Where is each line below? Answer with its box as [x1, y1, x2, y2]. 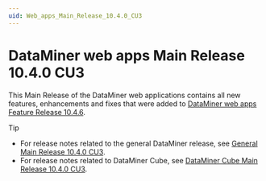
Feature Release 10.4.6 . [8, 107, 86, 117]
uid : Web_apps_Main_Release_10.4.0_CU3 [8, 11, 143, 20]
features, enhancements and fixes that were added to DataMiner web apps [8, 98, 257, 109]
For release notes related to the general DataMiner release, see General [19, 138, 258, 148]
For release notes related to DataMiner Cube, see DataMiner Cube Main [19, 155, 258, 165]
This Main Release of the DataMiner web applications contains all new [8, 90, 241, 100]
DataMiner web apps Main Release [8, 46, 246, 64]
